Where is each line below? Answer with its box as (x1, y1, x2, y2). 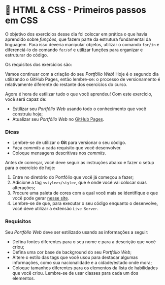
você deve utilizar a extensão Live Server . (12, 206, 99, 212)
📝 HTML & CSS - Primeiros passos (5, 4, 147, 16)
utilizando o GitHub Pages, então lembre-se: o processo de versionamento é (5, 76, 161, 82)
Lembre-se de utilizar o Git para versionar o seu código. (12, 140, 127, 145)
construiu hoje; (12, 111, 43, 117)
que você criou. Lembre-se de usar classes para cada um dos (12, 270, 139, 276)
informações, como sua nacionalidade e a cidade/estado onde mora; (12, 259, 152, 265)
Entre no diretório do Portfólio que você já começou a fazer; (12, 174, 134, 180)
